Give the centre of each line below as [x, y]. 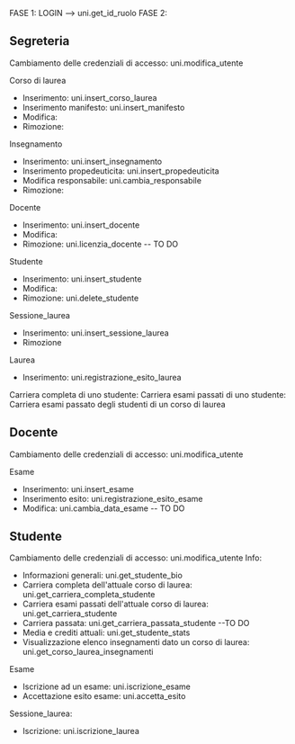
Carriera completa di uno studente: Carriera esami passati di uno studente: [147, 394]
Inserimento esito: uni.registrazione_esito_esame [112, 498]
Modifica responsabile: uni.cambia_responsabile [112, 180]
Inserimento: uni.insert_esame [78, 489]
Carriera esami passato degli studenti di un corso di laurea [118, 404]
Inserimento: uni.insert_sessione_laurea [95, 333]
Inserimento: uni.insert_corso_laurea [89, 97]
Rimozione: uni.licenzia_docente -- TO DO [100, 244]
